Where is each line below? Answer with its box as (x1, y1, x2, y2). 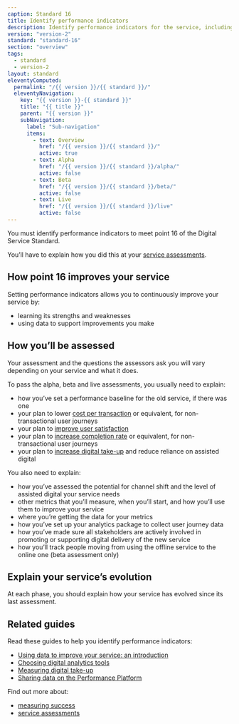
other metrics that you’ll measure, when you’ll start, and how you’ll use (17, 497, 225, 506)
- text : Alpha (33, 156, 75, 164)
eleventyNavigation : (14, 90, 75, 97)
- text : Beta (33, 176, 72, 183)
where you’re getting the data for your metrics (17, 512, 153, 521)
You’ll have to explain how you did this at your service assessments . (7, 250, 207, 259)
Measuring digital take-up (17, 666, 94, 675)
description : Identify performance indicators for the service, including (7, 24, 234, 31)
